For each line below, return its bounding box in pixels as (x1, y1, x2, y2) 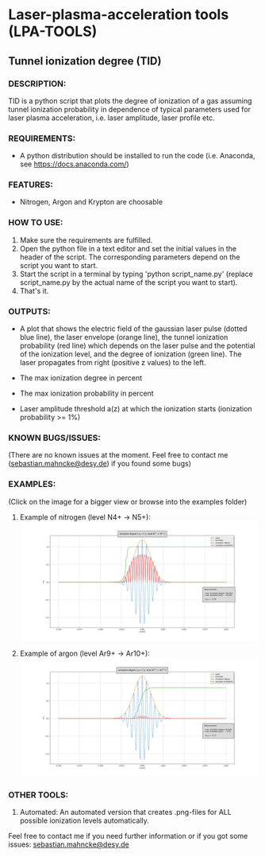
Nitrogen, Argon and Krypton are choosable (19, 197, 163, 207)
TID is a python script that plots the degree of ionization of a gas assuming (8, 95, 252, 105)
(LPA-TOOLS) (8, 22, 98, 41)
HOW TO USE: (8, 217, 63, 228)
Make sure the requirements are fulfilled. (19, 235, 153, 244)
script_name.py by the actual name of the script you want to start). (19, 277, 238, 287)
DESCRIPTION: (8, 78, 67, 89)
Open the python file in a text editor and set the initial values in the (19, 243, 236, 253)
